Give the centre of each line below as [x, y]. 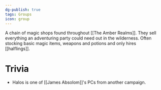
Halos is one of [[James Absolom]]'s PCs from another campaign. [79, 83]
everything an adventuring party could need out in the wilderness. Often [78, 38]
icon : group [17, 19]
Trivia [17, 68]
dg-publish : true [23, 10]
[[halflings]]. [18, 49]
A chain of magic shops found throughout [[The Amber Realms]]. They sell [81, 33]
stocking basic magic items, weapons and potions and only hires [71, 44]
